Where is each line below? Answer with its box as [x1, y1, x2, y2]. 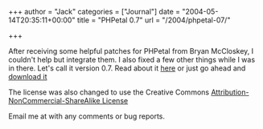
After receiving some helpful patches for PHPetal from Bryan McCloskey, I [8, 46, 254, 55]
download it [8, 72, 47, 81]
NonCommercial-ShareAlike [8, 96, 101, 105]
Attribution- [211, 87, 249, 97]
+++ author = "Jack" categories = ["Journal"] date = [8, 7, 181, 16]
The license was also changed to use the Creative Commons [8, 87, 210, 97]
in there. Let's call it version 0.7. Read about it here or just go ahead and [8, 63, 246, 73]
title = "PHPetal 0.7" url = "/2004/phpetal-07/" [76, 15, 231, 25]
